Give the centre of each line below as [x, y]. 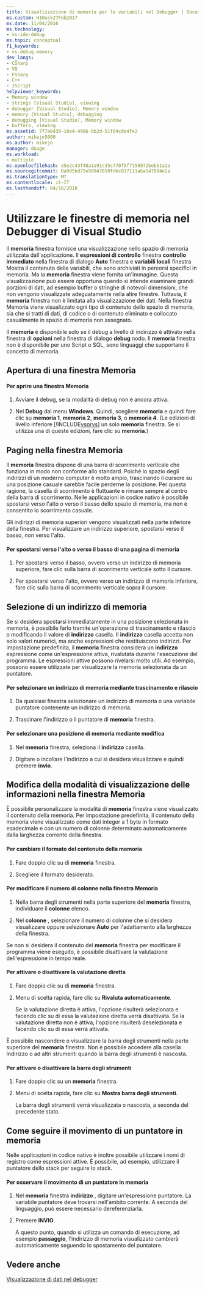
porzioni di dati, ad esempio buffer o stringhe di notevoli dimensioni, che [97, 287]
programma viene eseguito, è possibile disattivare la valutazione [87, 951]
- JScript [19, 86]
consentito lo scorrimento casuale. [50, 511]
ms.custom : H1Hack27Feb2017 [42, 18]
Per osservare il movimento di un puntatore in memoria [77, 1182]
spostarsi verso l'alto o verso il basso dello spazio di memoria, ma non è [97, 504]
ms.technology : [26, 29]
